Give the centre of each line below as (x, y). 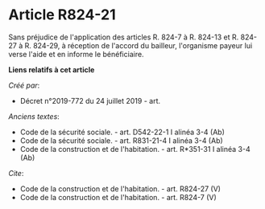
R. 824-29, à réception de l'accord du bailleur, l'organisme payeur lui (139, 45)
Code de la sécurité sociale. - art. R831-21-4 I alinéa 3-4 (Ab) (121, 140)
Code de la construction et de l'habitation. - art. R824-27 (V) (120, 189)
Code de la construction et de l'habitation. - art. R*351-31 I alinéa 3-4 (135, 149)
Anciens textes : (34, 116)
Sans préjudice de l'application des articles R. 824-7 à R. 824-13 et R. (124, 37)
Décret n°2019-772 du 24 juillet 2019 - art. (90, 100)
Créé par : (24, 85)
